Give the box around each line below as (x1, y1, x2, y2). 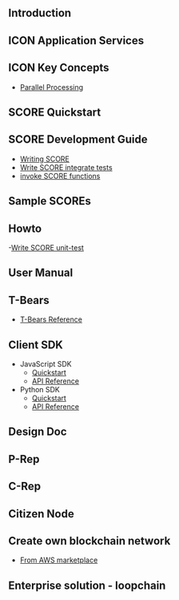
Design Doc (8, 425, 67, 439)
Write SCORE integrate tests (19, 162, 113, 172)
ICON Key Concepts (8, 61, 109, 75)
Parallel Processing (19, 82, 84, 91)
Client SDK (8, 338, 64, 351)
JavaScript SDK (19, 359, 72, 369)
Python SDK (19, 385, 60, 395)
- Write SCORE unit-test (8, 243, 84, 252)
